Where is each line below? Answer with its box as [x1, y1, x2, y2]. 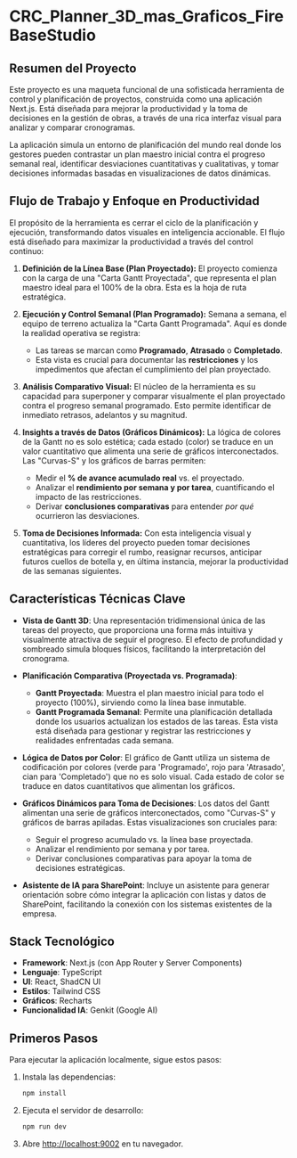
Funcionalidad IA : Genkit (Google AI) [21, 1005, 158, 1015]
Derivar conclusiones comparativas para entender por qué [35, 501, 254, 512]
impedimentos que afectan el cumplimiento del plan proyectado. [35, 364, 271, 374]
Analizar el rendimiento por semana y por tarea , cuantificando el [35, 481, 275, 492]
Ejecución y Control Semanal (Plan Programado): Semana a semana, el [21, 308, 287, 319]
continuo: [9, 245, 44, 256]
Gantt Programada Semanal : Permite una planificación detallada [35, 706, 273, 717]
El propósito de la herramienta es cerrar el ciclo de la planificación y [9, 217, 259, 228]
